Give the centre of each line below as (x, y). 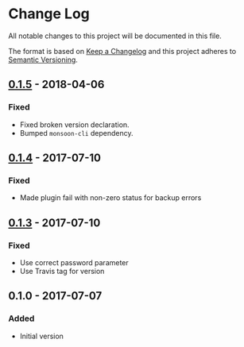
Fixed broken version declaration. (74, 125)
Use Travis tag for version (62, 271)
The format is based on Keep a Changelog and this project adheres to (122, 51)
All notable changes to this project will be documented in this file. (115, 36)
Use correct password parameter (74, 262)
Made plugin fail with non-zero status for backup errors (110, 198)
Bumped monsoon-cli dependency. (76, 133)
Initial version (41, 336)
